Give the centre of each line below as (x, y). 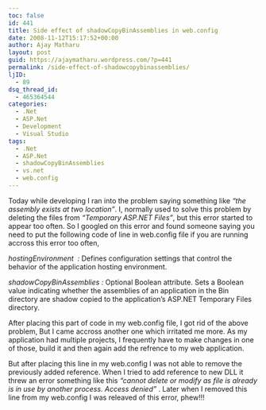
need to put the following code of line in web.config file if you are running (128, 234)
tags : (17, 141)
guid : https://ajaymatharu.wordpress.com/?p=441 (90, 60)
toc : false (26, 15)
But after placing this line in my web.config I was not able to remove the (125, 363)
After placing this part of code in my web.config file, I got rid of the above (128, 323)
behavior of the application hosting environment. (88, 266)
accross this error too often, (54, 242)
